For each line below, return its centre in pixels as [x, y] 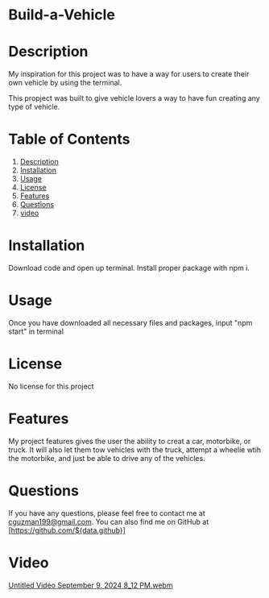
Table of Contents [69, 139]
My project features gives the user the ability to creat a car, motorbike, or [130, 441]
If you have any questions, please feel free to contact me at [107, 513]
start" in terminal [36, 331]
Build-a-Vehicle [62, 15]
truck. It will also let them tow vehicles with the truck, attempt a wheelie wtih [135, 450]
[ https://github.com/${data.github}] [67, 530]
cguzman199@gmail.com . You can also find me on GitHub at [109, 521]
